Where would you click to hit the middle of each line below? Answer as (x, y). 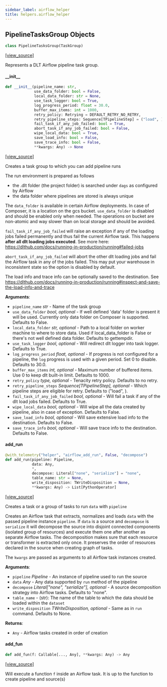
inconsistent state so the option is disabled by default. (60, 267)
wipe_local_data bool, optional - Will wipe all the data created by (79, 407)
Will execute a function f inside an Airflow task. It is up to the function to (79, 674)
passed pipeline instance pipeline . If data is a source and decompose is (77, 521)
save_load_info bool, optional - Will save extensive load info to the (81, 417)
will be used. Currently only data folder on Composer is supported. (81, 317)
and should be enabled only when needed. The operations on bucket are (80, 216)
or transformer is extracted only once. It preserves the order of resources (80, 542)
